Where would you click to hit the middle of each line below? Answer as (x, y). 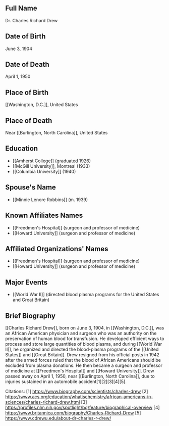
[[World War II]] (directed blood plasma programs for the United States (86, 295)
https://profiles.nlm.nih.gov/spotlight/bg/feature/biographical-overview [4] (82, 407)
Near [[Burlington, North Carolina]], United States (57, 133)
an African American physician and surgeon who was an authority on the (81, 333)
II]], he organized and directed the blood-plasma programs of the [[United (82, 349)
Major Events (26, 282)
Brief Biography (30, 316)
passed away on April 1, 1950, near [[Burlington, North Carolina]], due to (80, 376)
